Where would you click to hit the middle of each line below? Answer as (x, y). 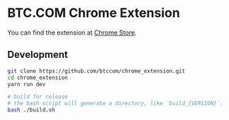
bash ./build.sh (31, 110)
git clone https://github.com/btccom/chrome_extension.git (96, 71)
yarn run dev (27, 84)
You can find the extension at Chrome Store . (72, 32)
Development (38, 55)
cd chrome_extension (38, 78)
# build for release (38, 97)
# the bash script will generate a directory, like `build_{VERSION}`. (115, 104)
